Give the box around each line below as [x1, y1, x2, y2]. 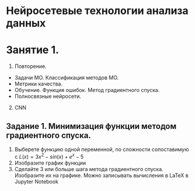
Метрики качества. [14, 80, 63, 87]
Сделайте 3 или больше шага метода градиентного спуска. [14, 165, 163, 172]
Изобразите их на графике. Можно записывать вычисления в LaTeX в [14, 172, 189, 179]
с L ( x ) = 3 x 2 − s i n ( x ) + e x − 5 [14, 152, 84, 160]
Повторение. [14, 63, 47, 70]
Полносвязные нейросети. [14, 93, 82, 100]
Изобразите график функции [14, 159, 86, 166]
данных [6, 16, 46, 30]
